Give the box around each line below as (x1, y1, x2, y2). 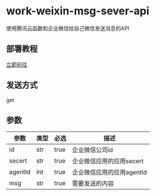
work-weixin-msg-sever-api (6, 4, 150, 18)
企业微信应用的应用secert (71, 157, 144, 166)
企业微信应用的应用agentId (71, 169, 147, 177)
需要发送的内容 (71, 179, 114, 188)
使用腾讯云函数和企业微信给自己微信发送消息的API (6, 24, 130, 32)
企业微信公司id (71, 146, 113, 154)
